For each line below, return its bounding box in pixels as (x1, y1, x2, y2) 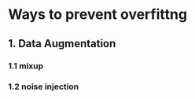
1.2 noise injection (8, 81, 79, 92)
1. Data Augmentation (8, 37, 116, 50)
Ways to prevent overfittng (8, 5, 187, 24)
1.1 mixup (8, 60, 44, 71)
